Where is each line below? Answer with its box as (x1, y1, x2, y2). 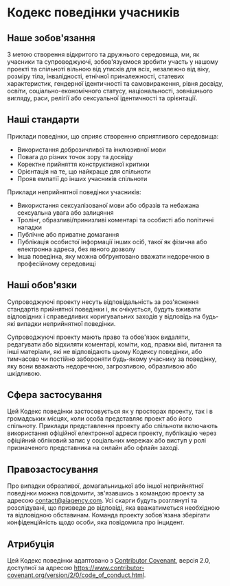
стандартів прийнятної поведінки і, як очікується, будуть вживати (7, 305, 201, 313)
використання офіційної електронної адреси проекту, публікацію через (7, 429, 217, 437)
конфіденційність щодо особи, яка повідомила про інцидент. (7, 518, 185, 526)
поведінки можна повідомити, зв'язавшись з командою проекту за (7, 489, 205, 497)
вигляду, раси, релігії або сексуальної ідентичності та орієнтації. (7, 94, 198, 102)
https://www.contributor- (73, 564, 145, 572)
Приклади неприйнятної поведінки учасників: (7, 187, 141, 196)
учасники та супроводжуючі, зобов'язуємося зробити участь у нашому (7, 58, 218, 66)
